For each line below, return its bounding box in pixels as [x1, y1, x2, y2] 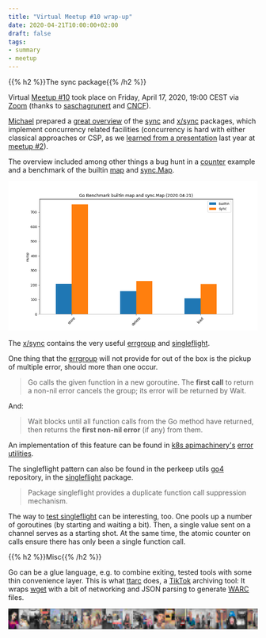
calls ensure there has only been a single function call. [8, 537, 186, 546]
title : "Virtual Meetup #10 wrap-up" [8, 13, 133, 21]
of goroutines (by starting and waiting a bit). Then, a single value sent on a [8, 520, 251, 530]
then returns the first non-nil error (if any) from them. [27, 425, 203, 435]
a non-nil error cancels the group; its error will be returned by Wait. [27, 386, 247, 396]
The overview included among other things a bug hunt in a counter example [8, 157, 256, 166]
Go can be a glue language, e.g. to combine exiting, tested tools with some [8, 568, 252, 577]
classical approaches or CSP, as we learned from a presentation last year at [8, 133, 256, 142]
